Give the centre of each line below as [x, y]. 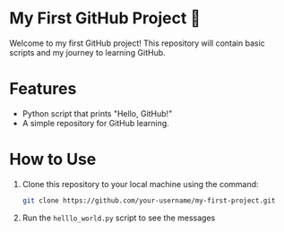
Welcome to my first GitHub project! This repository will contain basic [138, 43]
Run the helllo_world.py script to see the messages [119, 218]
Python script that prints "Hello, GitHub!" [97, 113]
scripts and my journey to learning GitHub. [87, 52]
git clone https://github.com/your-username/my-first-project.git [149, 201]
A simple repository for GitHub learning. [96, 123]
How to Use [53, 159]
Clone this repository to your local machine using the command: [140, 184]
